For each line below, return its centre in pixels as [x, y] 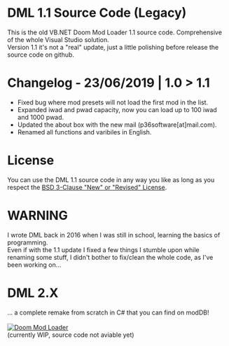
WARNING [37, 216]
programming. [28, 242]
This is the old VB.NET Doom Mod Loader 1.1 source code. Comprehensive [115, 32]
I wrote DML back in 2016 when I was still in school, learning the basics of [114, 235]
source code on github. [41, 55]
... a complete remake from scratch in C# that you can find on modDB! [108, 312]
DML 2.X [33, 293]
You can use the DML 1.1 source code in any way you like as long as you [111, 179]
